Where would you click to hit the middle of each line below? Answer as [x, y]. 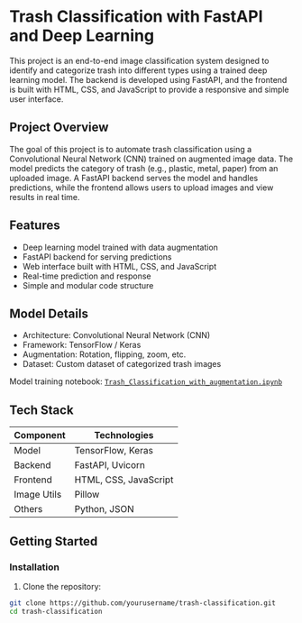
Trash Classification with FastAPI [136, 17]
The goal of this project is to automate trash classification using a [131, 149]
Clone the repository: [62, 586]
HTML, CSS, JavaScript [124, 480]
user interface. [37, 99]
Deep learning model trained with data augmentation [120, 247]
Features [35, 226]
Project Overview [59, 128]
